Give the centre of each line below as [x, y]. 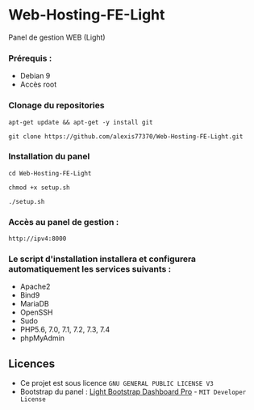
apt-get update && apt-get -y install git [81, 122]
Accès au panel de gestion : [64, 222]
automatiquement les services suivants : [90, 269]
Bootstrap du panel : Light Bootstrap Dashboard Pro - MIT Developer [133, 392]
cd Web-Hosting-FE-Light [50, 173]
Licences [32, 364]
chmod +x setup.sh [39, 188]
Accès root [38, 85]
